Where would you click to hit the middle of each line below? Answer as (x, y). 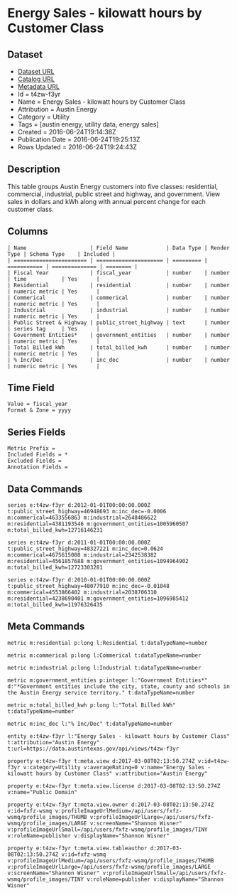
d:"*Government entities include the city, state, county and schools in (119, 686)
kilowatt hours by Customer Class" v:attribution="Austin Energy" (108, 773)
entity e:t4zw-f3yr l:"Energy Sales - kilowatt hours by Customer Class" (119, 736)
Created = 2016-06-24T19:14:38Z (67, 132)
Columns (28, 231)
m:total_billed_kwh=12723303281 (55, 568)
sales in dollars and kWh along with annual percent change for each (106, 201)
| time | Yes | (54, 279)
